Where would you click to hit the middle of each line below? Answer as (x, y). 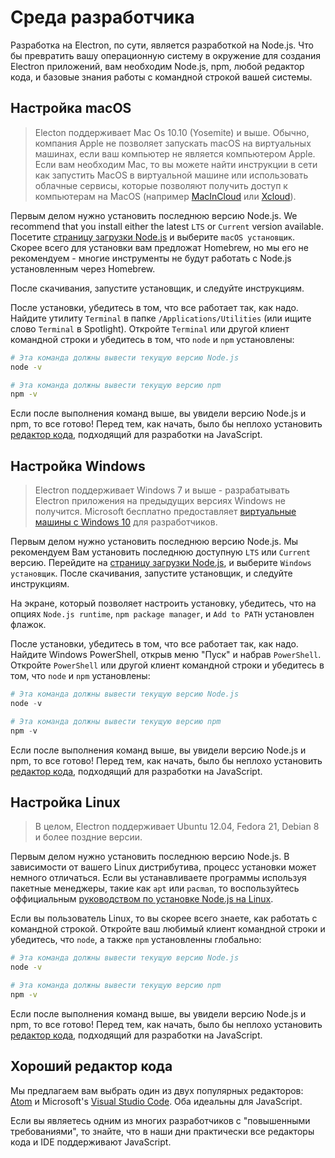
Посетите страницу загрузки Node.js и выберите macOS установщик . (152, 237)
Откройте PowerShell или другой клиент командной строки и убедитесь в (167, 665)
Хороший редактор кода (91, 1066)
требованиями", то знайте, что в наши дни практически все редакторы (162, 1131)
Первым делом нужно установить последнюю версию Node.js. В (150, 857)
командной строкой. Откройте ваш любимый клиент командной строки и (168, 929)
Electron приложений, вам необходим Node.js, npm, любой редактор (157, 66)
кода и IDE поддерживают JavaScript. (91, 1142)
